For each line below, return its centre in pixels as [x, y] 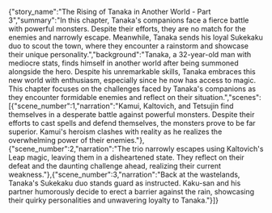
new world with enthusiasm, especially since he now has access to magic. [132, 80]
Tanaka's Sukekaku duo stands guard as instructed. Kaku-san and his [125, 183]
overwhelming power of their [57, 140]
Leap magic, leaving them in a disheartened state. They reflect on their [126, 157]
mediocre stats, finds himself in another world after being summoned [123, 63]
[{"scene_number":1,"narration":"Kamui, [75, 106]
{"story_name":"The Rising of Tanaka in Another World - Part [110, 12]
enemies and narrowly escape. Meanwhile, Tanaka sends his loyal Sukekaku [136, 37]
